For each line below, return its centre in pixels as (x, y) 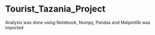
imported (14, 27)
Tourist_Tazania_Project (55, 9)
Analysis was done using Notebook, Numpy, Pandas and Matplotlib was (78, 22)
